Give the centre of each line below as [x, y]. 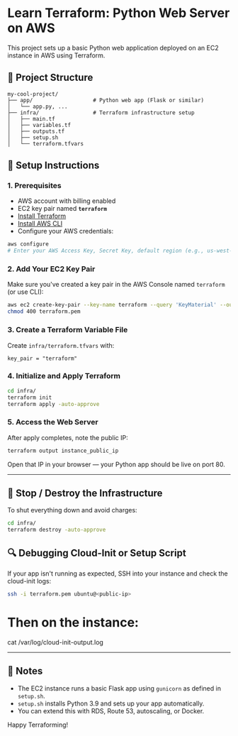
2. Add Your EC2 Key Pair [51, 269]
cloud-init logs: [29, 581]
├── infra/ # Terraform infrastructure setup [101, 112]
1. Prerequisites [34, 186]
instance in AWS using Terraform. [56, 55]
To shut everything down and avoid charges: [72, 510]
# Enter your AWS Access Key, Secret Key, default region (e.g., [106, 251]
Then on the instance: [73, 623]
